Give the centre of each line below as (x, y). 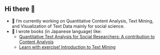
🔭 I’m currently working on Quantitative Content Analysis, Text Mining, (82, 21)
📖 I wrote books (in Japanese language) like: (56, 31)
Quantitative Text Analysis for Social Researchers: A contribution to (87, 36)
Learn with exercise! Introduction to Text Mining (67, 47)
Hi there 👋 (20, 9)
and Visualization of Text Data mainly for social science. (68, 26)
